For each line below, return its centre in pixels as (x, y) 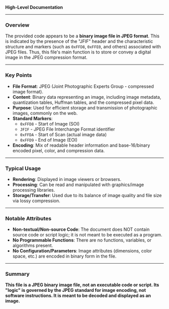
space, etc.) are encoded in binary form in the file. (64, 256)
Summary (18, 274)
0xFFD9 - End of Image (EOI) (49, 140)
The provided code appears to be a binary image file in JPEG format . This (82, 36)
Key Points (19, 75)
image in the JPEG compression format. (47, 57)
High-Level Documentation (34, 7)
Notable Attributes (28, 218)
